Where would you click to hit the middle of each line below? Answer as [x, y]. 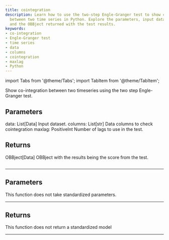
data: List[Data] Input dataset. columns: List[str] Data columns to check [79, 124]
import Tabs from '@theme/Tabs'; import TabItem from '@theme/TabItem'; [82, 81]
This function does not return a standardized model [59, 227]
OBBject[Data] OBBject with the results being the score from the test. [77, 157]
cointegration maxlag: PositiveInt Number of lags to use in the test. [74, 129]
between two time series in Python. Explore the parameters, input [82, 19]
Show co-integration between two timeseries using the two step [72, 90]
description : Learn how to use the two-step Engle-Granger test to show [83, 15]
